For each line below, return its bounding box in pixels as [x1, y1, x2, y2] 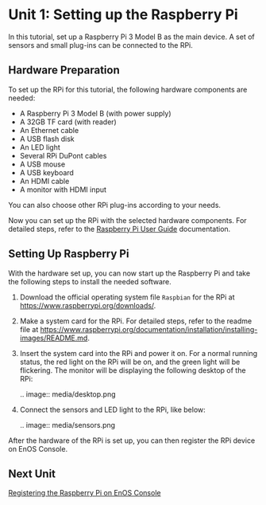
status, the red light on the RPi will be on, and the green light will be [19, 357, 241, 366]
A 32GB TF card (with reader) [19, 117, 117, 127]
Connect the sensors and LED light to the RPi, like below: [19, 405, 206, 414]
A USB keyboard [19, 167, 74, 177]
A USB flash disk [19, 134, 75, 143]
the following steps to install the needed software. [8, 276, 172, 286]
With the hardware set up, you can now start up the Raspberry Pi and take [8, 268, 251, 278]
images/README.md [19, 333, 88, 343]
